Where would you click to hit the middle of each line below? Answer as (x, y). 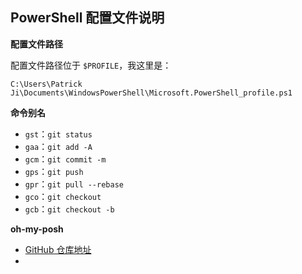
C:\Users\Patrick (46, 84)
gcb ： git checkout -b (69, 209)
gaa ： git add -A (58, 146)
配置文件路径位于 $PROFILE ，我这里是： (91, 65)
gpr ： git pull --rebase (74, 184)
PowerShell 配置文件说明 (87, 18)
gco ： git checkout (63, 196)
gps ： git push (54, 171)
